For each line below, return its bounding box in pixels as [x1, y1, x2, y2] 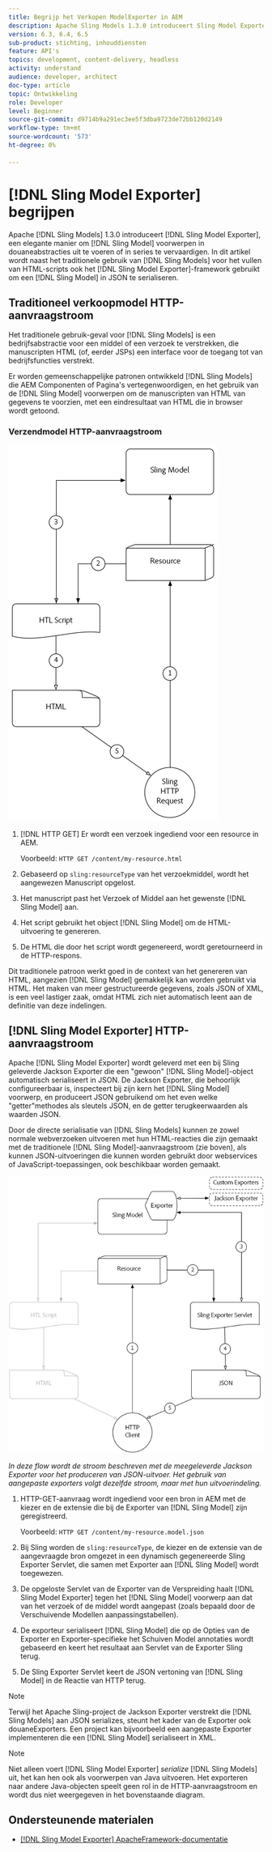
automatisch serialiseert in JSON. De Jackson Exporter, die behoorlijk [8, 1075, 240, 1085]
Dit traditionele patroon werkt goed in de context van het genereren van [8, 966, 249, 975]
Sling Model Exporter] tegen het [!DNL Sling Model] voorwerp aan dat [19, 1592, 253, 1602]
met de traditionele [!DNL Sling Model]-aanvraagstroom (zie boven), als [8, 1142, 247, 1153]
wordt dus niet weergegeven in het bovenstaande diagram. [8, 1790, 206, 1799]
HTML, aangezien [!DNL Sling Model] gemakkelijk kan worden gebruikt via [8, 975, 257, 984]
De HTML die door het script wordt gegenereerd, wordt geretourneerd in [19, 941, 263, 951]
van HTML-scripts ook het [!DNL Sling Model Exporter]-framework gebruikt [8, 264, 261, 274]
